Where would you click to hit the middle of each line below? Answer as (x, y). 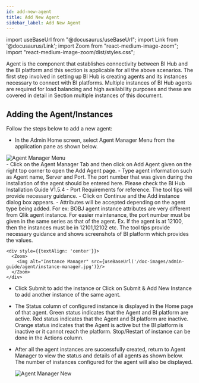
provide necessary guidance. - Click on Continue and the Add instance (93, 196)
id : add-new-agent (29, 12)
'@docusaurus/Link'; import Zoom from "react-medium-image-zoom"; (92, 46)
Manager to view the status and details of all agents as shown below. (99, 356)
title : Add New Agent (33, 17)
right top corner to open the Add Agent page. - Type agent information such (99, 171)
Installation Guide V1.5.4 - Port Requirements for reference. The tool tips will (99, 190)
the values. (20, 240)
